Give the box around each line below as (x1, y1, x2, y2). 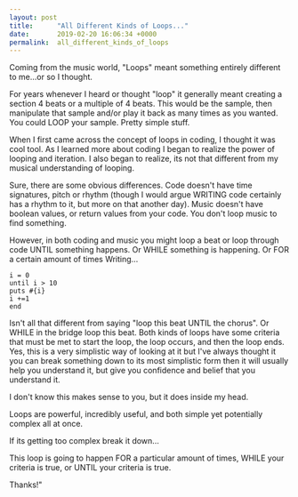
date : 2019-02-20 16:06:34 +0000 (9, 29, 157, 38)
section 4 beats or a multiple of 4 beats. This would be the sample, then (9, 99, 273, 109)
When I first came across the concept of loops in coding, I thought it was (9, 134, 276, 145)
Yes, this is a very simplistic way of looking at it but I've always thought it (9, 346, 277, 357)
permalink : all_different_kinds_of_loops (9, 37, 169, 47)
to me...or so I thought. (9, 72, 93, 83)
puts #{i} (9, 286, 46, 296)
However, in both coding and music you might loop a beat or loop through (9, 235, 279, 245)
